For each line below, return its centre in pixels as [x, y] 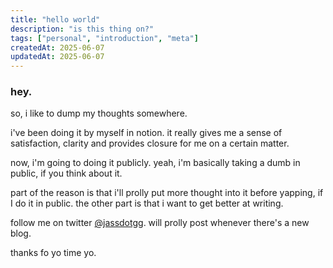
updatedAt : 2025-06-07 [57, 57]
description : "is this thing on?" [82, 29]
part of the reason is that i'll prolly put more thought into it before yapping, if [167, 193]
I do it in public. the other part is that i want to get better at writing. [147, 203]
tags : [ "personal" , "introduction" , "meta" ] [104, 38]
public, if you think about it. [66, 173]
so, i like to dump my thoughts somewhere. [99, 113]
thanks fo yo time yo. [53, 253]
